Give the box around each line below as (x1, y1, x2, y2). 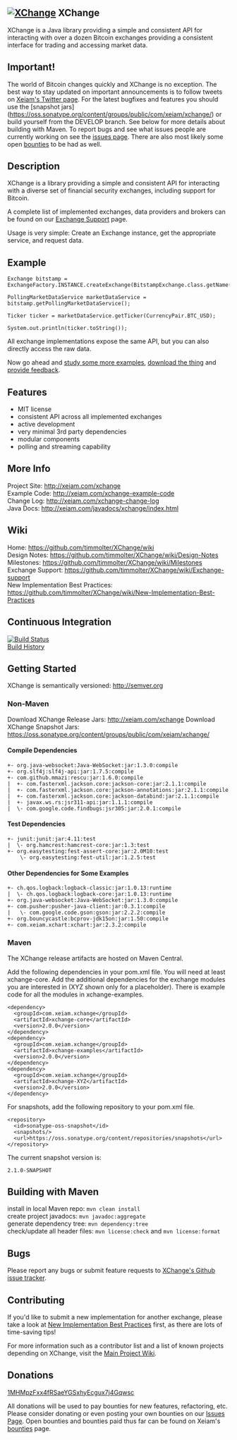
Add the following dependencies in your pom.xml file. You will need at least (7, 968, 226, 976)
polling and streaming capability (17, 442, 111, 451)
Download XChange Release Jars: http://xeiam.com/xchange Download (7, 715, 215, 724)
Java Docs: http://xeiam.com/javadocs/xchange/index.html (7, 504, 178, 512)
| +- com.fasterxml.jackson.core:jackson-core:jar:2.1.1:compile (7, 780, 207, 787)
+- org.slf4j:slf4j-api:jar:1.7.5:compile (7, 768, 134, 775)
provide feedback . (7, 366, 61, 374)
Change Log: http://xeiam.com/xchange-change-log (7, 496, 159, 505)
